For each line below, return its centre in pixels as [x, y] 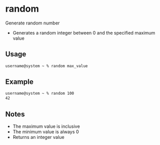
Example [19, 82]
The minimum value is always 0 [46, 132]
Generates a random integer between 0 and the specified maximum [84, 33]
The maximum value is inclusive [46, 126]
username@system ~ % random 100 [40, 94]
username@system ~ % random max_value [47, 66]
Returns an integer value [39, 137]
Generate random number [33, 23]
